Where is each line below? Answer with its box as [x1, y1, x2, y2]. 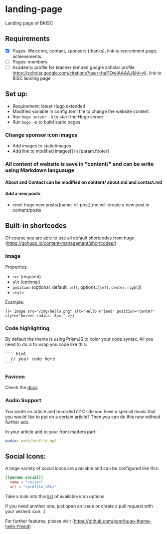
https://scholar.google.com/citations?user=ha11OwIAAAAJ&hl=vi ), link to [12, 70, 162, 76]
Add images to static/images [12, 143, 71, 149]
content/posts [12, 207, 41, 213]
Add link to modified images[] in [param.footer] [12, 148, 109, 154]
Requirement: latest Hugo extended [12, 103, 86, 109]
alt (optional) [12, 279, 41, 285]
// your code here [10, 356, 56, 362]
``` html [5, 351, 26, 357]
